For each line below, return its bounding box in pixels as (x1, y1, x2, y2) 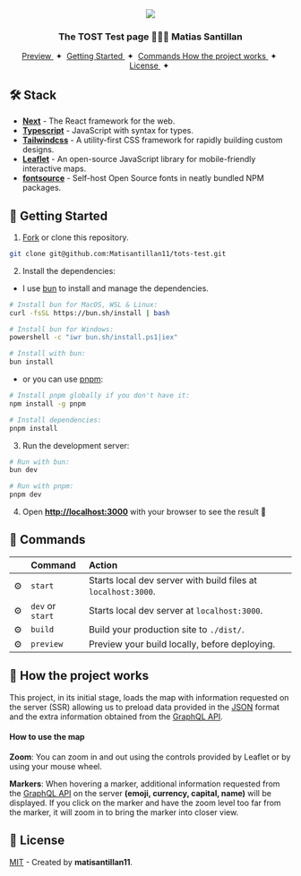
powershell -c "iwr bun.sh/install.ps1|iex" (9, 333, 178, 342)
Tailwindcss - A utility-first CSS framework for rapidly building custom (21, 134, 284, 146)
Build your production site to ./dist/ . (88, 623, 245, 635)
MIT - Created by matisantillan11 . (9, 856, 133, 867)
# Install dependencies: (9, 416, 102, 425)
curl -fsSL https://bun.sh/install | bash (9, 308, 170, 317)
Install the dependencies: (21, 265, 116, 276)
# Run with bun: (9, 457, 70, 467)
